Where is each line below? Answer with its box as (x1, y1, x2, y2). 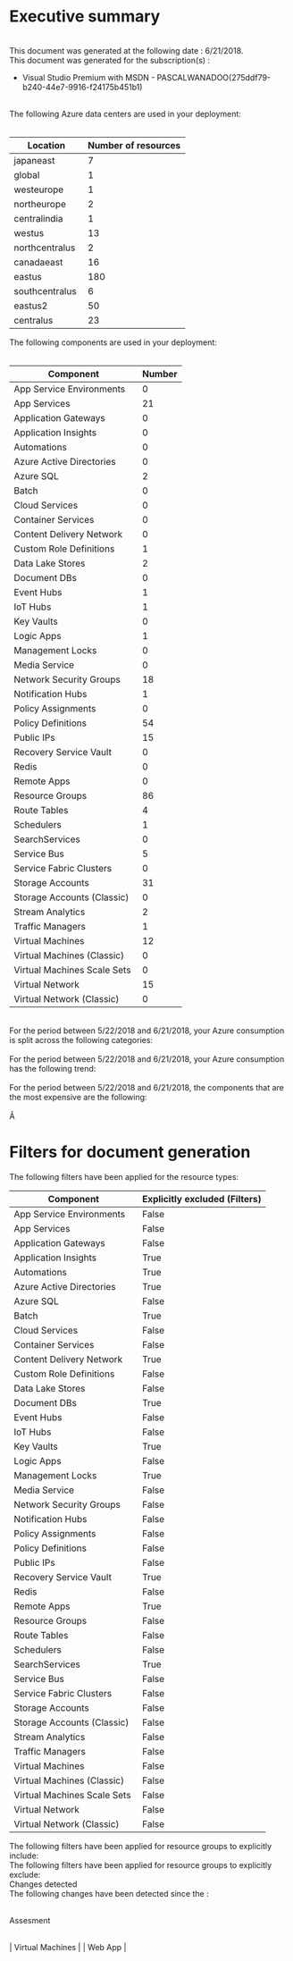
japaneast (13, 154, 55, 166)
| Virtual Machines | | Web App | (9, 1941, 127, 1952)
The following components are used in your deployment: (9, 337, 217, 348)
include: (9, 1850, 39, 1861)
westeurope (13, 183, 64, 196)
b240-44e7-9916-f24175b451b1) (21, 81, 143, 92)
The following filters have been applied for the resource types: (9, 1171, 239, 1182)
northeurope (13, 198, 67, 210)
